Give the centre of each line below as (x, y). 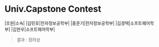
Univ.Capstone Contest (53, 9)
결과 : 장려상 (28, 40)
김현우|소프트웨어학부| (34, 29)
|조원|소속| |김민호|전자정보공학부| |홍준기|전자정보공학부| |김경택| (68, 23)
